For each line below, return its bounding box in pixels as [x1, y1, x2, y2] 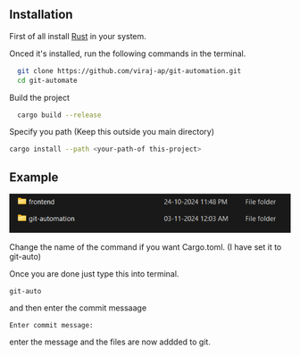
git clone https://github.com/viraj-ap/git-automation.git [17, 66, 242, 75]
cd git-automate [17, 76, 78, 85]
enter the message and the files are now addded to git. [9, 336, 212, 347]
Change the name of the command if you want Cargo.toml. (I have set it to [9, 241, 282, 253]
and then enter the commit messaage [9, 302, 147, 313]
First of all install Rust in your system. [9, 30, 147, 41]
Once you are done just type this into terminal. [9, 268, 179, 279]
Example [9, 170, 59, 185]
